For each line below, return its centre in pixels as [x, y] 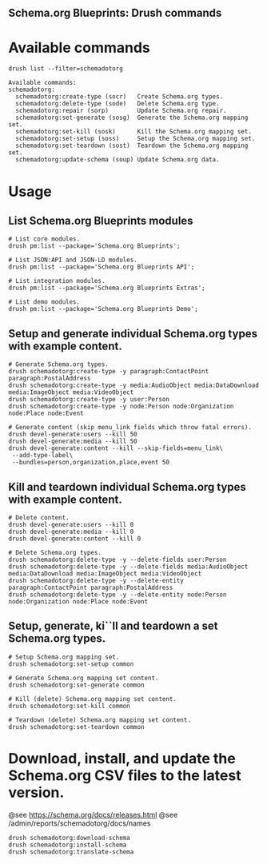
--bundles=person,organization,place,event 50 [91, 463]
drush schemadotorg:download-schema [69, 838]
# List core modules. [44, 239]
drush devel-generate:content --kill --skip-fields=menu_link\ [116, 448]
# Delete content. [39, 518]
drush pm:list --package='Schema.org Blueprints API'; [102, 267]
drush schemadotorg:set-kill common [69, 706]
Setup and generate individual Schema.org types [133, 334]
